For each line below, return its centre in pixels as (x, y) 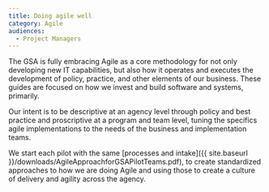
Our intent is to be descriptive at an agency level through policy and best (130, 112)
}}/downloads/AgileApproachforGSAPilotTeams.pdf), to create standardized (135, 162)
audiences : (27, 31)
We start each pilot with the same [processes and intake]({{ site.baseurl (128, 153)
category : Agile (36, 23)
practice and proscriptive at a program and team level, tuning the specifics (133, 120)
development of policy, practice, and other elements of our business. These (135, 79)
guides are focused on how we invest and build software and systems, (126, 87)
